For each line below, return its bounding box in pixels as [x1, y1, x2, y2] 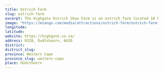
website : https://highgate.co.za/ [5, 34, 75, 39]
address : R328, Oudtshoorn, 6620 [5, 38, 73, 43]
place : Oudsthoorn [5, 61, 42, 65]
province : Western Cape [5, 51, 53, 57]
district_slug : [5, 47, 36, 52]
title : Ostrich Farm [5, 7, 47, 12]
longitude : [5, 25, 27, 30]
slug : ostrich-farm [5, 12, 45, 16]
